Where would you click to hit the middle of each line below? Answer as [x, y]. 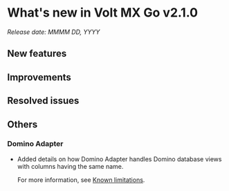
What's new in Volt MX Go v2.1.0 [103, 13]
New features [37, 54]
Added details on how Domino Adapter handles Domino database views [119, 159]
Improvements [39, 77]
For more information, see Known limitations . [81, 180]
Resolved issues [43, 101]
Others [22, 124]
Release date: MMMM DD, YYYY [54, 32]
